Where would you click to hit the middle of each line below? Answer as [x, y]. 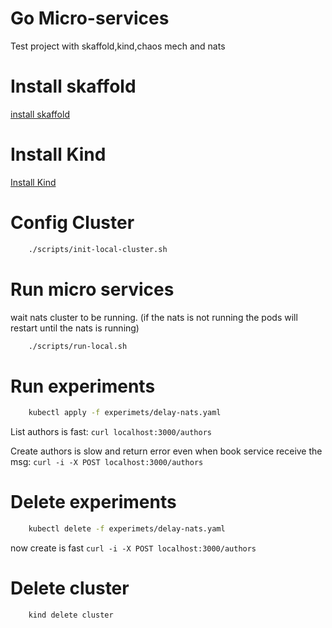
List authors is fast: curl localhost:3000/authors [111, 432]
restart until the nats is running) [75, 328]
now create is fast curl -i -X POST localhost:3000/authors [133, 548]
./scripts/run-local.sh [78, 346]
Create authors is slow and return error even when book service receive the [166, 451]
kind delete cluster [71, 615]
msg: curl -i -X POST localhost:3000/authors [107, 462]
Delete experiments [93, 502]
